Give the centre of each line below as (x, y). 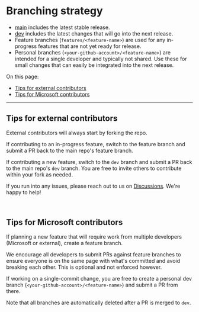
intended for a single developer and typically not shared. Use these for (101, 59)
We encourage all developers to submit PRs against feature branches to (94, 254)
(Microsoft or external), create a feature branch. (65, 243)
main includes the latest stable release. (62, 27)
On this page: (23, 76)
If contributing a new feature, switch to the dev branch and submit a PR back (99, 162)
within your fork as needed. (40, 174)
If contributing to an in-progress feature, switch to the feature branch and (96, 144)
